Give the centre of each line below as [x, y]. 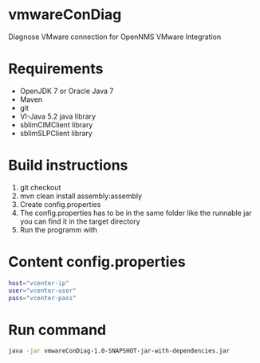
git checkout [40, 187]
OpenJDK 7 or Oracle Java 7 [67, 91]
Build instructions [68, 166]
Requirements [56, 69]
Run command [57, 330]
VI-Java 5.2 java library [58, 116]
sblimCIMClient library [56, 124]
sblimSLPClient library [56, 133]
